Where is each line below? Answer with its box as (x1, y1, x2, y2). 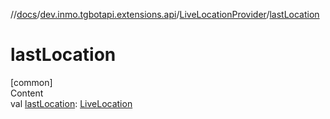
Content (10, 87, 44, 99)
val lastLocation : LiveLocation (10, 97, 133, 109)
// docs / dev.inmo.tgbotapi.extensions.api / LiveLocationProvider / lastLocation (10, 9, 320, 20)
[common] (10, 76, 53, 88)
